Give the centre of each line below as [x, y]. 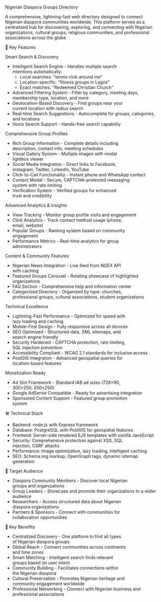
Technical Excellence [27, 306]
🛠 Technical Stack [24, 413]
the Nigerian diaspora [34, 573]
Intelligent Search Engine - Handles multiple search [64, 66]
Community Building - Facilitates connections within [65, 568]
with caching [25, 271]
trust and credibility [32, 196]
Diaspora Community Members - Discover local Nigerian [70, 481]
